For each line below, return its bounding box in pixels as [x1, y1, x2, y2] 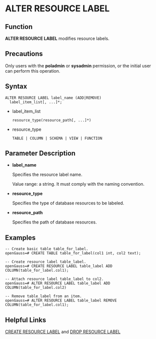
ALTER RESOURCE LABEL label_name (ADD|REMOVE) [5, 95, 102, 100]
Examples [5, 233, 36, 242]
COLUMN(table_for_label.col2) [5, 285, 67, 290]
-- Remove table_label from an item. [5, 294, 82, 299]
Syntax [5, 82, 27, 91]
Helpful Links [5, 315, 46, 324]
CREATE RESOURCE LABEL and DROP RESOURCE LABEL [5, 329, 121, 335]
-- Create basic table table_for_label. [5, 247, 89, 252]
